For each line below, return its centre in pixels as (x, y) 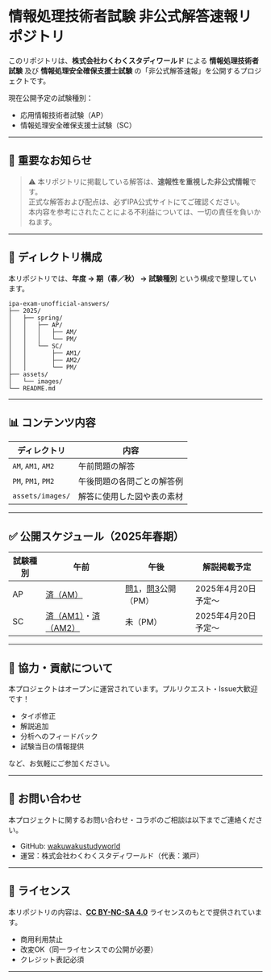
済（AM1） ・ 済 (73, 616)
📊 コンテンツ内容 (52, 422)
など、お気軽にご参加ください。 (61, 763)
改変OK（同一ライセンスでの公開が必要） (89, 949)
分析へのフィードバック (59, 736)
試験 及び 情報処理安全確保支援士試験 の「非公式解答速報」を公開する (124, 70)
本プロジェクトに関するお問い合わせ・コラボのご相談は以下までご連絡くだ (132, 819)
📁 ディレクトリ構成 (55, 258)
